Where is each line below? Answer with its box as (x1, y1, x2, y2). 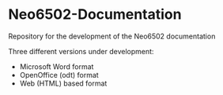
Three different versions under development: (8, 46, 154, 56)
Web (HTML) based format (19, 79, 108, 88)
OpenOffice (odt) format (19, 70, 99, 79)
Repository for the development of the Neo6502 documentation (8, 31, 216, 41)
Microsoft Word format (19, 61, 94, 71)
